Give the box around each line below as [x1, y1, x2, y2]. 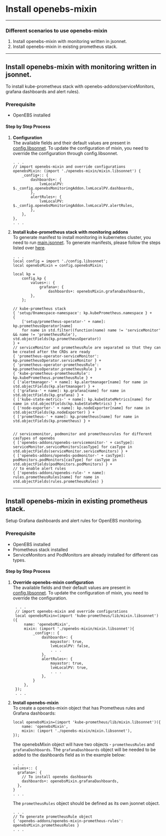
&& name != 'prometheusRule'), [12, 332, 77, 337]
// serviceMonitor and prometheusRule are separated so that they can [12, 345, 161, 350]
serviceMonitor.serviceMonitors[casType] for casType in [12, 444, 133, 449]
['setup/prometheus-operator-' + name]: [22, 319, 106, 324]
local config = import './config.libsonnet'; [12, 258, 108, 264]
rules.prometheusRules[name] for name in [12, 475, 99, 479]
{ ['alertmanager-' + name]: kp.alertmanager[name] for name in [12, 379, 148, 385]
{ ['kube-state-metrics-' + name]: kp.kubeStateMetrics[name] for [12, 397, 152, 402]
